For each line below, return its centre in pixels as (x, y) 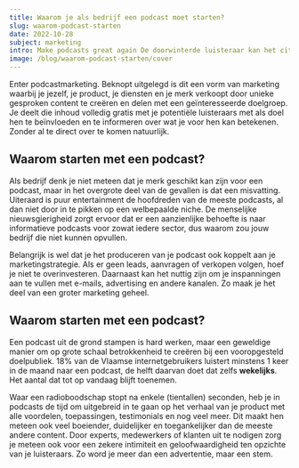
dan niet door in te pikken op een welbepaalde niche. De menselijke (133, 209)
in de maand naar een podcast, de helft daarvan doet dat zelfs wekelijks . (143, 370)
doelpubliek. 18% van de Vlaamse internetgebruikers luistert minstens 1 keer (149, 360)
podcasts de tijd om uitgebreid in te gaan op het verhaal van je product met (147, 407)
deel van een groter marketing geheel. (79, 292)
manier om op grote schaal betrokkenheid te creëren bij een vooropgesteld (146, 351)
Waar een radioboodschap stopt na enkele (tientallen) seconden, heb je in (145, 397)
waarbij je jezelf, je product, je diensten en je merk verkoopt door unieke (141, 93)
